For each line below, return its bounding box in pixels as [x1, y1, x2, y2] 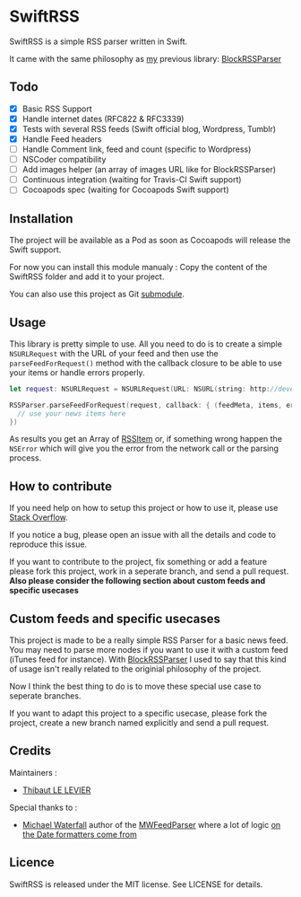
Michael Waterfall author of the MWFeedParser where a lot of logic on [21, 819, 281, 830]
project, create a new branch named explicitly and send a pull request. [9, 717, 270, 728]
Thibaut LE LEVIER [21, 784, 91, 796]
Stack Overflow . [9, 512, 69, 523]
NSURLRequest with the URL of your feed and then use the [9, 347, 219, 358]
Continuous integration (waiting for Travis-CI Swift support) [21, 174, 242, 185]
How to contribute [9, 479, 113, 494]
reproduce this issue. [9, 539, 88, 550]
